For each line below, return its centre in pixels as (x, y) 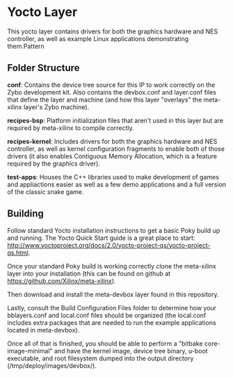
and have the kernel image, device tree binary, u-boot (131, 351)
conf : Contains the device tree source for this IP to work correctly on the (111, 85)
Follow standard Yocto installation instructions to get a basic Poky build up (114, 230)
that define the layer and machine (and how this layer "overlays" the (105, 99)
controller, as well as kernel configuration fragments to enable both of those (116, 149)
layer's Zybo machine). (56, 107)
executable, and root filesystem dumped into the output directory (101, 358)
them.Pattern (26, 46)
